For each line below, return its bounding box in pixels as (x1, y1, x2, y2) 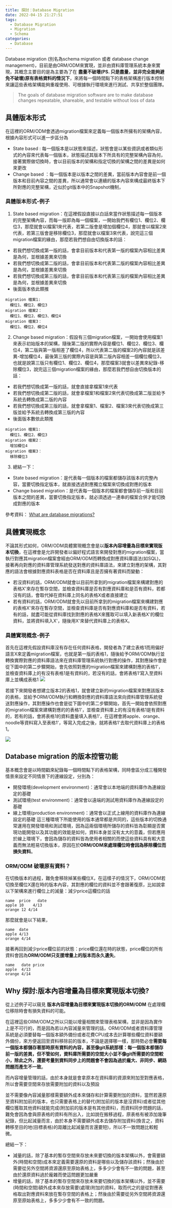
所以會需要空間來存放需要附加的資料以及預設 (5, 1081, 100, 1087)
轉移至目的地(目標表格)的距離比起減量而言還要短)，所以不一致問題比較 (5, 1124, 154, 1130)
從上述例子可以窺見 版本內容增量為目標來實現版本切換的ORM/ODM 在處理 (5, 1001, 161, 1008)
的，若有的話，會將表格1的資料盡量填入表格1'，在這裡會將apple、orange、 (5, 713, 163, 719)
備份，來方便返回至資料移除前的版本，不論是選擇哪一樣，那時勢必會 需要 (9, 1038, 162, 1044)
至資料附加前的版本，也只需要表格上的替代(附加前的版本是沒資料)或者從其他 (5, 1098, 166, 1104)
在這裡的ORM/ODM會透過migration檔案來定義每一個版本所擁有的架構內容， (5, 128, 165, 134)
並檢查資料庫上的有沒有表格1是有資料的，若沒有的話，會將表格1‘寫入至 (5, 670, 154, 676)
